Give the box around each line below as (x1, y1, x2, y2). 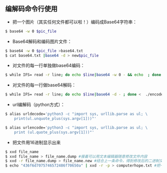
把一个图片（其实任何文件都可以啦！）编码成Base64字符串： (12, 19, 138, 25)
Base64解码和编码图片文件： (12, 38, 72, 44)
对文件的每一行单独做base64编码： (12, 63, 85, 69)
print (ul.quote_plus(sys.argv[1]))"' (14, 130, 94, 135)
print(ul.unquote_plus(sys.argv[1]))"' (14, 116, 97, 121)
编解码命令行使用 (5, 4, 58, 13)
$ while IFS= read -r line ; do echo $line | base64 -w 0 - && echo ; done (5, 73, 162, 78)
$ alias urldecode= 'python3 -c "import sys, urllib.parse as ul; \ (5, 111, 148, 117)
